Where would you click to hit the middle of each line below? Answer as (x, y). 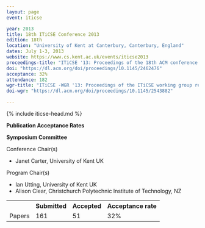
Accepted (87, 206)
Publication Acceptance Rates (45, 125)
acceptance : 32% (27, 74)
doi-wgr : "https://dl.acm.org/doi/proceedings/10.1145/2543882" (90, 91)
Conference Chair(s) (32, 149)
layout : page (23, 12)
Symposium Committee (37, 137)
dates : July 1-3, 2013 (35, 52)
